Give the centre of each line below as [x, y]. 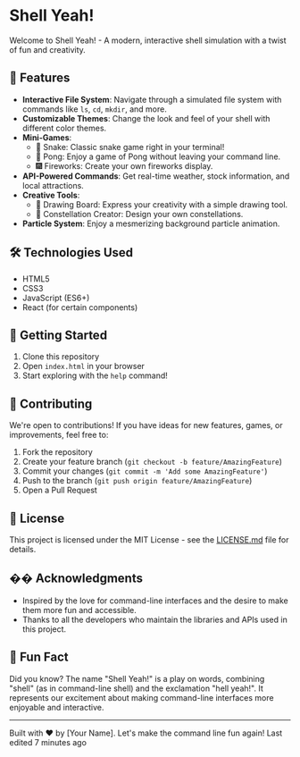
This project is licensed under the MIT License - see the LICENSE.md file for [149, 540]
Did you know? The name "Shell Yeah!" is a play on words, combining [137, 678]
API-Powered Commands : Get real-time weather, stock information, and [156, 176]
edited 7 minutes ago [48, 742]
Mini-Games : [47, 137]
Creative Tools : [51, 195]
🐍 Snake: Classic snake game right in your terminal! [130, 147]
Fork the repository [58, 452]
